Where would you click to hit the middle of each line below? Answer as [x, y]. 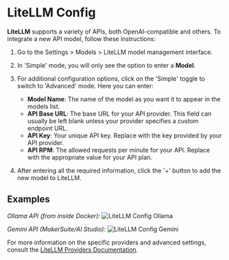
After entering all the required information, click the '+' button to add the [119, 170]
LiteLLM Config [51, 13]
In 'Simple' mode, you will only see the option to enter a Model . [106, 65]
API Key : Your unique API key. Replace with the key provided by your [124, 135]
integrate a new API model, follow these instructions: [82, 38]
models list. [44, 106]
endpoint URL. [48, 128]
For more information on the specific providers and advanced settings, [107, 242]
